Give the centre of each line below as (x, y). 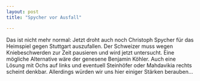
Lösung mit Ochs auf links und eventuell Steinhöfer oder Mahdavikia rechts (99, 65)
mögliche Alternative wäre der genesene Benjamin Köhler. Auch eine (91, 59)
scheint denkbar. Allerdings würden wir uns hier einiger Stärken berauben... (100, 71)
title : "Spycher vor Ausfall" (44, 17)
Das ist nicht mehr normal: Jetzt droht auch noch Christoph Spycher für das (100, 40)
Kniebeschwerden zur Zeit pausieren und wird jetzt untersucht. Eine (90, 52)
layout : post (23, 12)
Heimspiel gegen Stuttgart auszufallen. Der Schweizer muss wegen (89, 46)
